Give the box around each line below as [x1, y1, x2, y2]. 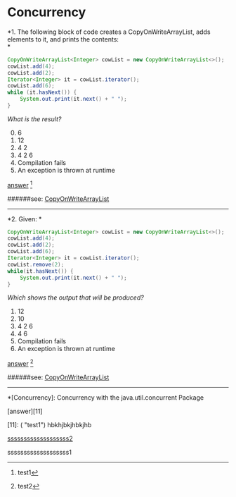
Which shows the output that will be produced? [7, 293, 144, 302]
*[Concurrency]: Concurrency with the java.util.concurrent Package [7, 393, 204, 402]
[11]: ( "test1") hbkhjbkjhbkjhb [7, 421, 92, 429]
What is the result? [7, 114, 62, 123]
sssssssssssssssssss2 [7, 434, 73, 443]
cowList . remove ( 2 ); [7, 261, 65, 268]
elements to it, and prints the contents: [7, 35, 119, 43]
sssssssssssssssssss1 [7, 448, 72, 457]
